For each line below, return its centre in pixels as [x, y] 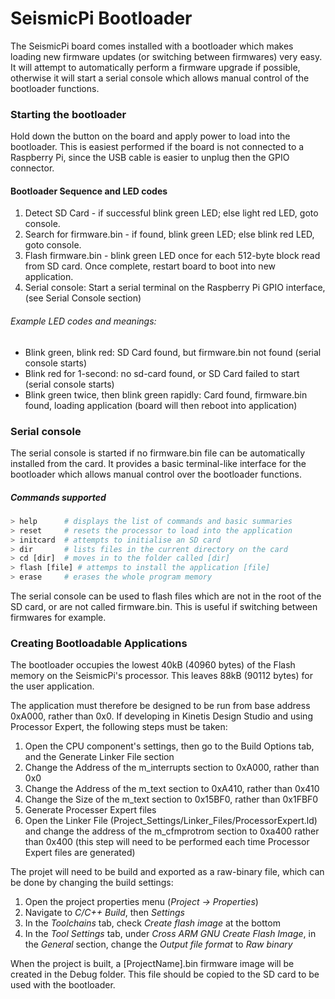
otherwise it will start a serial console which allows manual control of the [160, 78]
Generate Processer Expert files [90, 810]
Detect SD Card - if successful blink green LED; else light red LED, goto [171, 213]
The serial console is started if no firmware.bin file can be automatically [158, 453]
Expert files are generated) [80, 853]
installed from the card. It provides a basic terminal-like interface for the [158, 463]
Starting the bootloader [68, 114]
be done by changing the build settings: [92, 883]
